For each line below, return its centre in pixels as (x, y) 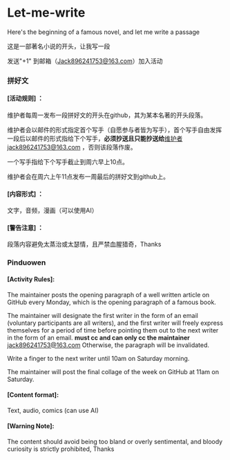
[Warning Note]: (31, 426)
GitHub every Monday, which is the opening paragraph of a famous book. (112, 302)
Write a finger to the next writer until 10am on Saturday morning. (98, 358)
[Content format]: (33, 395)
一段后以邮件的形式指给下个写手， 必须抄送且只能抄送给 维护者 (95, 139)
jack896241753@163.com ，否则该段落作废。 (72, 148)
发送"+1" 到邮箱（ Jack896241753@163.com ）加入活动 (85, 61)
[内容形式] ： (25, 194)
